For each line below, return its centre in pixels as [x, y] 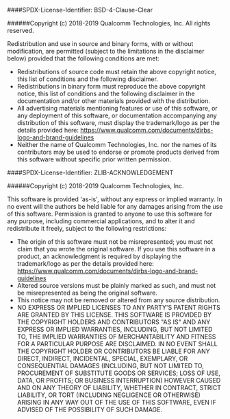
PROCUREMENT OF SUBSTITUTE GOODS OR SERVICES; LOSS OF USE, [118, 373]
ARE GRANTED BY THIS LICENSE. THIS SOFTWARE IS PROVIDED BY [114, 315]
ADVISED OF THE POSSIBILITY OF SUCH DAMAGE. [90, 409]
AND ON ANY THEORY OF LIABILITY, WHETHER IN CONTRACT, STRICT [119, 388]
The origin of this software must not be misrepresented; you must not [115, 242]
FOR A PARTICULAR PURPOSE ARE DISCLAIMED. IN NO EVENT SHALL [117, 344]
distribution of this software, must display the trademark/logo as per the [118, 123]
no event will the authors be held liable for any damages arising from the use [115, 206]
